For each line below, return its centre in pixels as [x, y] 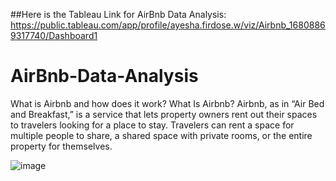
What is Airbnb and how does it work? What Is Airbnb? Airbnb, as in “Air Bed [167, 103]
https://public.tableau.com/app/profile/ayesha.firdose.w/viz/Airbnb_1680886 [168, 25]
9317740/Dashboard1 [54, 35]
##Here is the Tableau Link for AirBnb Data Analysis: [118, 14]
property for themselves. [61, 146]
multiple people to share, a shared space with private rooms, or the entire [161, 135]
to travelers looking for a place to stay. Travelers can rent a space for [152, 125]
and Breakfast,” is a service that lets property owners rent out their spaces [164, 114]
